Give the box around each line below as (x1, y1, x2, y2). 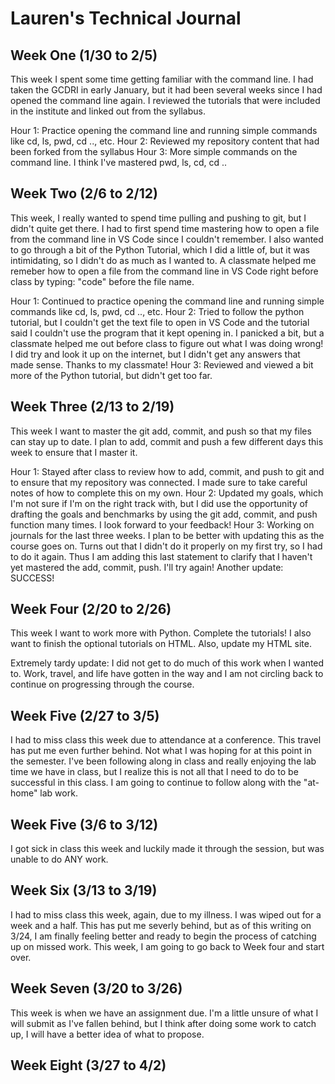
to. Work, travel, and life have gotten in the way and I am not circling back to (10, 668, 324, 680)
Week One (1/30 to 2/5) (10, 47, 158, 64)
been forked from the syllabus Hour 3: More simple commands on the (10, 146, 298, 157)
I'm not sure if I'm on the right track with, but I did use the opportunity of (10, 497, 309, 509)
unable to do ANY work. (10, 853, 109, 866)
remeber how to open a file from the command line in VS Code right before (10, 265, 319, 277)
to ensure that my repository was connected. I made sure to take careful (10, 476, 308, 488)
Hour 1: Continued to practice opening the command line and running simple (10, 295, 325, 307)
